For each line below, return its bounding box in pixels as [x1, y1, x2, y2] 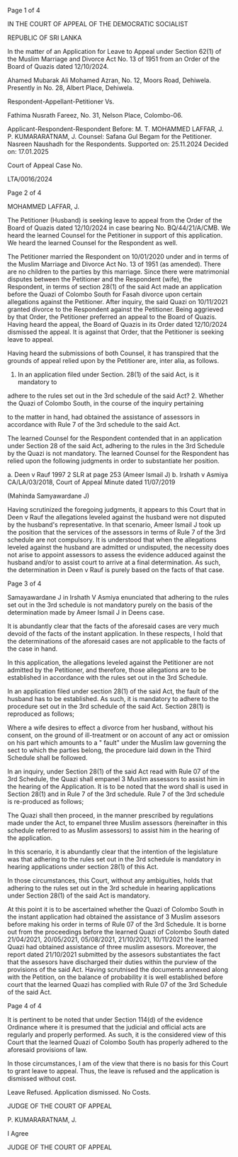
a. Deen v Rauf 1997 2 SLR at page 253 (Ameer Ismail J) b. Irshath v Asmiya [7, 471, 229, 479]
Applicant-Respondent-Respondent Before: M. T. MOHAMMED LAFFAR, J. [7, 125, 225, 133]
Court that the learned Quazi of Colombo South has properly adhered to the [7, 1038, 228, 1046]
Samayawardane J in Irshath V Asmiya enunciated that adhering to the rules [7, 593, 229, 601]
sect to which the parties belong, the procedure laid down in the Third [7, 746, 211, 754]
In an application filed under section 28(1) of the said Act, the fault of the [7, 687, 220, 695]
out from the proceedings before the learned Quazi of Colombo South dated [7, 928, 229, 936]
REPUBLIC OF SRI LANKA [7, 33, 82, 42]
